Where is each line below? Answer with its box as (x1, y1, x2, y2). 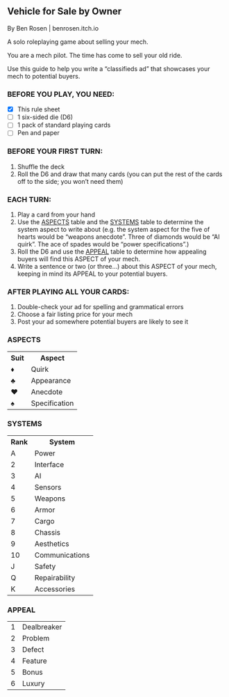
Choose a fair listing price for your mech (17, 310, 133, 319)
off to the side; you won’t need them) (17, 177, 124, 185)
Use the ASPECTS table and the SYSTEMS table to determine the (17, 217, 204, 226)
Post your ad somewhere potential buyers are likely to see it (17, 318, 189, 326)
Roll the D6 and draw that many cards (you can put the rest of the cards (17, 170, 223, 178)
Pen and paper (17, 129, 60, 137)
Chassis (34, 527, 61, 537)
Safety (34, 561, 56, 571)
